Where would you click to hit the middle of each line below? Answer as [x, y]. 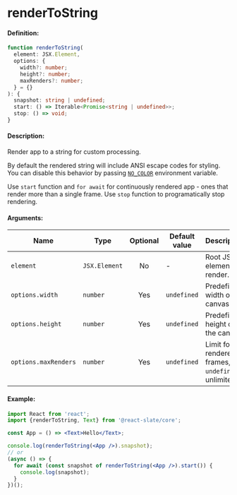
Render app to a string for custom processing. [74, 152]
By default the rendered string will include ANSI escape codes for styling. [114, 166]
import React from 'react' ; [49, 414]
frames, [218, 362]
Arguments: [25, 217]
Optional [144, 241]
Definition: [23, 32]
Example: [22, 399]
